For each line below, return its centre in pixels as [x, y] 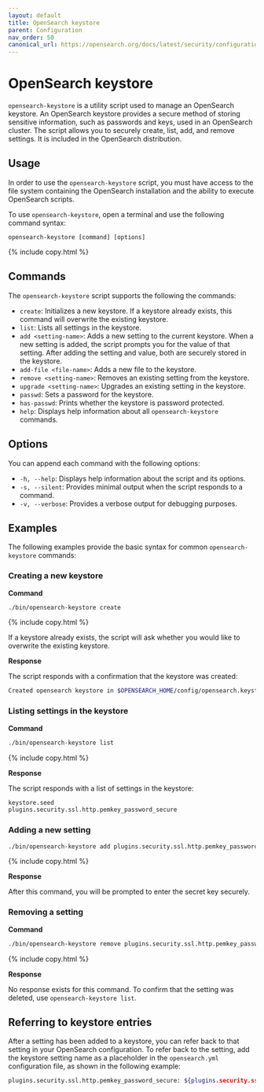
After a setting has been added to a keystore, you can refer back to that [124, 1041]
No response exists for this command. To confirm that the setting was [121, 989]
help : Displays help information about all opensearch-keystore [119, 411]
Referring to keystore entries [80, 1022]
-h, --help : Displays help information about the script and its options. [132, 478]
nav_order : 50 [31, 37]
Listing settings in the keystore [68, 711]
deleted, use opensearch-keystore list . [73, 998]
